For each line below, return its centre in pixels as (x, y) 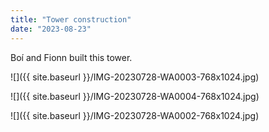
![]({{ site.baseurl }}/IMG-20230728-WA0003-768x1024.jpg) (135, 77)
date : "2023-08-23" (51, 29)
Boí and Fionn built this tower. (71, 57)
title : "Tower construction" (71, 19)
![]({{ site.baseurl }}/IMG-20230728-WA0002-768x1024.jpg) (135, 115)
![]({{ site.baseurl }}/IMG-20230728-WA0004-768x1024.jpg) (135, 96)
